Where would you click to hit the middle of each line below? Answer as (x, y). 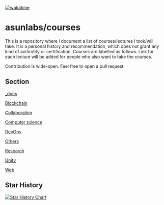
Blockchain (16, 103)
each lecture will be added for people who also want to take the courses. (79, 57)
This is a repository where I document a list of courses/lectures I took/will (79, 41)
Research (15, 150)
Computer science (24, 122)
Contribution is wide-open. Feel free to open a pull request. (65, 66)
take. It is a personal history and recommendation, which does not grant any (82, 46)
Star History (24, 185)
